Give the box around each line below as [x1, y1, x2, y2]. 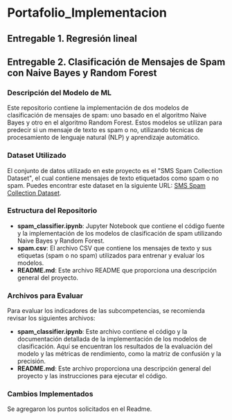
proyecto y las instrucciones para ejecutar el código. [17, 372, 168, 380]
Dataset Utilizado [7, 151, 67, 161]
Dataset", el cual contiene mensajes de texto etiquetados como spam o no [7, 174, 220, 182]
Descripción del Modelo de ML [7, 88, 112, 97]
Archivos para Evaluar [7, 291, 83, 300]
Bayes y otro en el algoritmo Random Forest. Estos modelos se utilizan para [7, 118, 223, 127]
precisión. [17, 357, 46, 366]
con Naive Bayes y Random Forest [7, 67, 157, 79]
